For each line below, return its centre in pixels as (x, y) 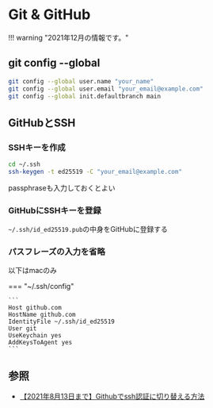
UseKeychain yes (35, 336)
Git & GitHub (49, 15)
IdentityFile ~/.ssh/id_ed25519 (61, 322)
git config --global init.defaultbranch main (84, 96)
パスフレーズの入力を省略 (57, 252)
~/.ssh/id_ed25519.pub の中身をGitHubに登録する (88, 229)
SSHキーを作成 (37, 147)
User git (23, 329)
